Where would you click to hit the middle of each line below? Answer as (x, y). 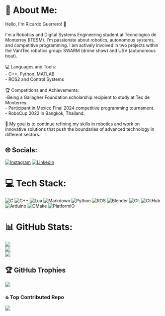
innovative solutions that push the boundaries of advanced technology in (80, 129)
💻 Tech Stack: (36, 183)
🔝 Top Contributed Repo (35, 298)
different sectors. (23, 134)
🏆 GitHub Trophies (36, 270)
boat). (11, 56)
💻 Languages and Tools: (31, 66)
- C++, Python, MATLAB (30, 74)
